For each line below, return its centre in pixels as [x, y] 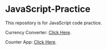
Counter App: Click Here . [31, 42]
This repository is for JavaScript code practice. [54, 23]
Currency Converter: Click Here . [38, 32]
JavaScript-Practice [48, 9]
